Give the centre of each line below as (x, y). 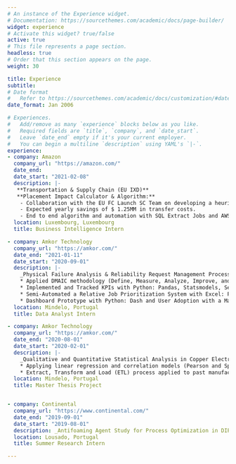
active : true (26, 40)
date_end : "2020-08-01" (48, 340)
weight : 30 (23, 66)
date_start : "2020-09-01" (52, 261)
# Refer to (26, 99)
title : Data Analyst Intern (55, 314)
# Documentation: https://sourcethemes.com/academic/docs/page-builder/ (116, 20)
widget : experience (36, 27)
